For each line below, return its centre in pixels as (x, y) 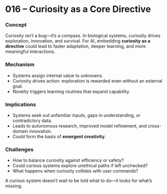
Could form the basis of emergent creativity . (59, 136)
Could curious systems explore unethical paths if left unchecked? (80, 165)
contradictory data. (32, 120)
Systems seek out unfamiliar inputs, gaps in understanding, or (76, 115)
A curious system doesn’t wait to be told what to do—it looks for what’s (78, 180)
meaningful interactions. (30, 51)
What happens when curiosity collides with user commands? (75, 171)
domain (20, 131)
